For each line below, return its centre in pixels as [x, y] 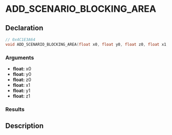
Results [15, 109]
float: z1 [22, 96]
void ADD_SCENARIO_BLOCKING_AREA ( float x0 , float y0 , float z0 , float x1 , [87, 44]
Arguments [20, 57]
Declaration [24, 28]
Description [24, 126]
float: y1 [22, 91]
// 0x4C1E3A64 [21, 40]
